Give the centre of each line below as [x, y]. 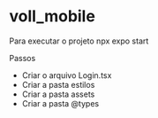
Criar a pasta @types [60, 103]
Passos [23, 58]
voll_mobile [52, 16]
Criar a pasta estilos [58, 84]
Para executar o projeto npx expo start [79, 41]
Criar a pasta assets [58, 94]
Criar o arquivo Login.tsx [67, 75]
